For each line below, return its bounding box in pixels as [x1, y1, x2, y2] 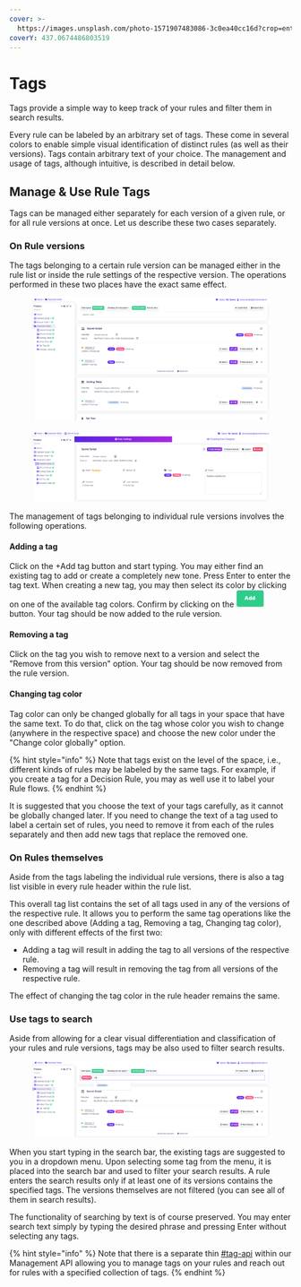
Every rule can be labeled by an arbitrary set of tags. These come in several [9, 130, 289, 141]
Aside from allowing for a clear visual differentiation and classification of [9, 1033, 276, 1044]
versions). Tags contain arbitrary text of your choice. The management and [9, 149, 287, 160]
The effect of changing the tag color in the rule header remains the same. [9, 990, 280, 1001]
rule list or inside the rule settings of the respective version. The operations [9, 270, 287, 281]
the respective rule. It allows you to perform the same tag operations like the [9, 908, 291, 919]
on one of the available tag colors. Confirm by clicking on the [9, 599, 235, 609]
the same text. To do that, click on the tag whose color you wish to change [9, 718, 285, 729]
